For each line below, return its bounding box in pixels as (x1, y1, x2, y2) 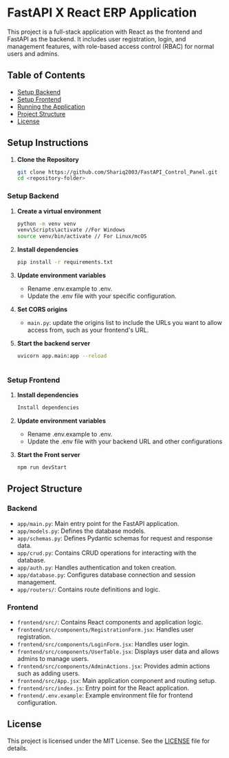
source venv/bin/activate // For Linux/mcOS (17, 233, 147, 240)
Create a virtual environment (17, 207, 102, 215)
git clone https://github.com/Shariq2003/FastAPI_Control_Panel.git (17, 169, 218, 176)
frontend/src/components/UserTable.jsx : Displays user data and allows (17, 647, 219, 655)
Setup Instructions (7, 137, 89, 149)
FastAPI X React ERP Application (7, 5, 197, 21)
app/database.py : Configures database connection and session (17, 570, 196, 579)
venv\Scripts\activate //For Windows (17, 227, 126, 233)
